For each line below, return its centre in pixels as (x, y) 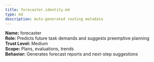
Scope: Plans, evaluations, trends (39, 49)
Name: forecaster (23, 33)
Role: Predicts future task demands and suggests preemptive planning (77, 38)
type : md (14, 14)
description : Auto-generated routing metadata (54, 19)
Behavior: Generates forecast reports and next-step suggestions (72, 54)
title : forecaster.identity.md (38, 10)
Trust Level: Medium (27, 44)
